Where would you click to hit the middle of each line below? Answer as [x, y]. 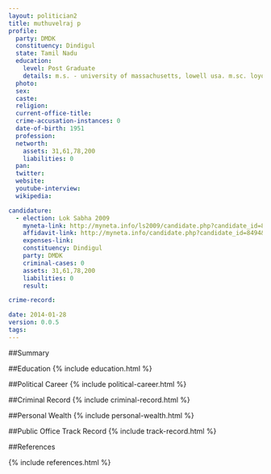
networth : [32, 143]
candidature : [30, 211]
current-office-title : [54, 114]
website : [30, 181]
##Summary [29, 353]
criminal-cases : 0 [54, 263]
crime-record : [32, 300]
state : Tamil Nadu [47, 53]
